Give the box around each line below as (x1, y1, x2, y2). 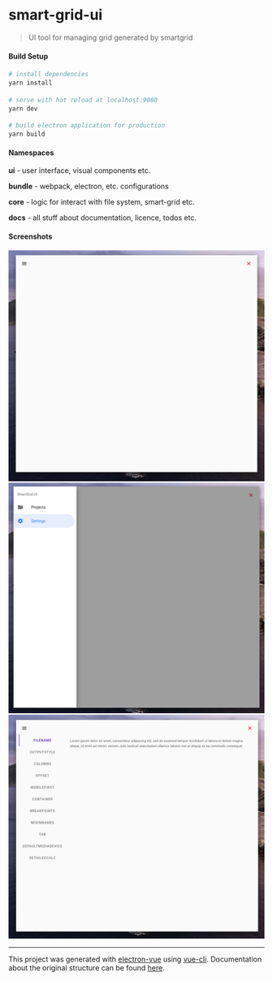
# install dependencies (8, 71, 89, 79)
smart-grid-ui (8, 6, 103, 24)
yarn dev (8, 104, 38, 113)
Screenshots (8, 231, 53, 241)
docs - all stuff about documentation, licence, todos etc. (8, 213, 197, 223)
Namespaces (8, 148, 54, 158)
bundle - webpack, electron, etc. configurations (8, 181, 169, 192)
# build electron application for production (8, 122, 165, 130)
